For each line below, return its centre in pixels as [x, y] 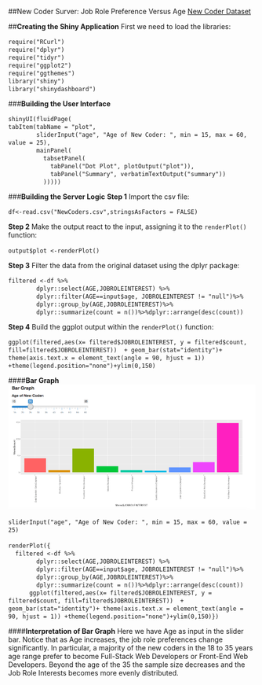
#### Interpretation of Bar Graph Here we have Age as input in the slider [126, 631]
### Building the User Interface [60, 104]
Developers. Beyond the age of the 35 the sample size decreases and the [127, 665]
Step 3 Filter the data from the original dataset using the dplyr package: [124, 265]
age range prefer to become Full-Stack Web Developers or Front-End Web [128, 656]
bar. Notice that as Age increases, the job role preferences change [116, 639]
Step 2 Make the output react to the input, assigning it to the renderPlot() [127, 226]
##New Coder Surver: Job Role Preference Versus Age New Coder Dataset [129, 11]
